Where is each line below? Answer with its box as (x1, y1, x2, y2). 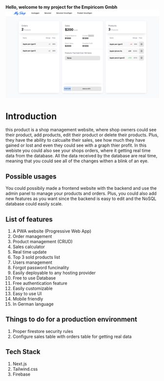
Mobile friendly (12, 296, 43, 302)
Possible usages (5, 172, 57, 180)
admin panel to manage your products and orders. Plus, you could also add (5, 191, 157, 197)
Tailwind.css (12, 366, 38, 372)
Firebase (12, 371, 31, 377)
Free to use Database (12, 275, 56, 281)
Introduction (5, 110, 57, 122)
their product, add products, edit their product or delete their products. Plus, (5, 132, 159, 138)
